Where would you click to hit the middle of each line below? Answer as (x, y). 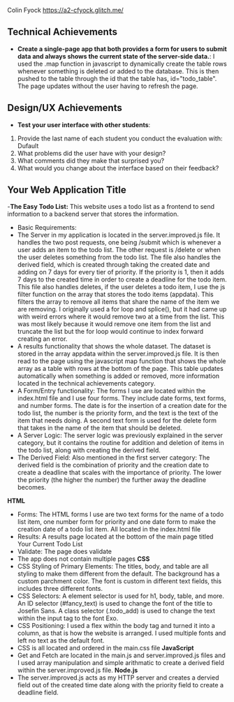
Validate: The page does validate (65, 552)
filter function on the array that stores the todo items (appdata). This (116, 294)
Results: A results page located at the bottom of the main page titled (115, 536)
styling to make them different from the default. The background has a (118, 574)
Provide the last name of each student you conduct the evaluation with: (120, 138)
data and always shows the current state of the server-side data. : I (116, 56)
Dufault (28, 145)
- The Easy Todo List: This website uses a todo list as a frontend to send (111, 207)
